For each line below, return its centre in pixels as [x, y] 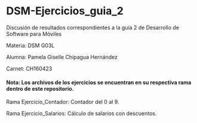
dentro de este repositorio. [40, 88]
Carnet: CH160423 [29, 68]
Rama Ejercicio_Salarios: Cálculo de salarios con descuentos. [81, 113]
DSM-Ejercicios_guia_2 [65, 11]
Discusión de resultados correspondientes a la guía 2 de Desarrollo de [93, 27]
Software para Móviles [34, 33]
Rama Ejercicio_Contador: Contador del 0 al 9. [63, 102]
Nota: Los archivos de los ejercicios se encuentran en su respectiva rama [99, 82]
